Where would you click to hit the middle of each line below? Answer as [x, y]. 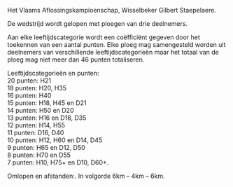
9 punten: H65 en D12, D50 [46, 147]
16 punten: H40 [29, 95]
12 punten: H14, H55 [36, 125]
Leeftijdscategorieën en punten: [53, 73]
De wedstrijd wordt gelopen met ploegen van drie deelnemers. [97, 23]
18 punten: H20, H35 [37, 88]
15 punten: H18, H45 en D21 [47, 103]
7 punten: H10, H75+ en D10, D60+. [58, 162]
